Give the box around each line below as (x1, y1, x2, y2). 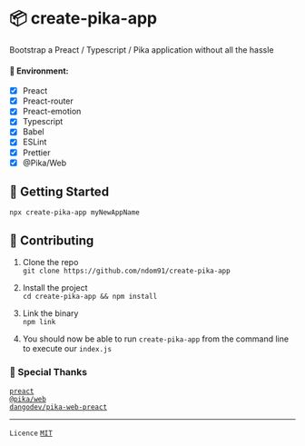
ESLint (22, 136, 47, 147)
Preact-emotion (22, 106, 82, 117)
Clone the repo (22, 257, 79, 268)
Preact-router (22, 95, 74, 106)
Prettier (22, 147, 51, 158)
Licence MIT (9, 429, 53, 438)
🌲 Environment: (9, 65, 69, 76)
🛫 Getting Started (9, 184, 110, 200)
